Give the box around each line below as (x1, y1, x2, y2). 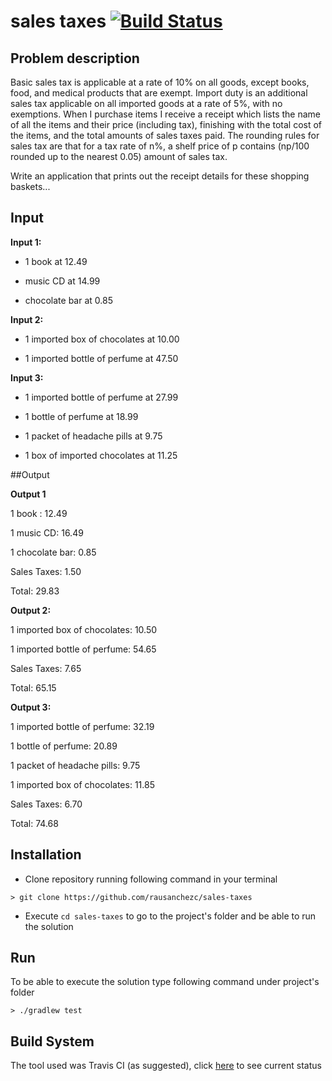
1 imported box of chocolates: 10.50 (10, 623, 158, 635)
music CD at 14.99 (24, 275, 101, 287)
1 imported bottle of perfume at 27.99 (24, 391, 179, 403)
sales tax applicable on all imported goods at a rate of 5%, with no (10, 98, 283, 109)
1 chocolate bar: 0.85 (10, 546, 97, 558)
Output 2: (10, 604, 52, 616)
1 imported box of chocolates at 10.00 (24, 333, 180, 345)
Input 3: (10, 371, 44, 384)
